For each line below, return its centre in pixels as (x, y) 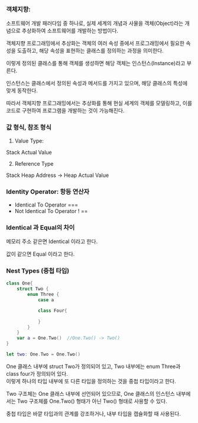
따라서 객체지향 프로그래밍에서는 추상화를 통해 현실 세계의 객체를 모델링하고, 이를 (99, 103)
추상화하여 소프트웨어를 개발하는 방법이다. (70, 31)
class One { (20, 283)
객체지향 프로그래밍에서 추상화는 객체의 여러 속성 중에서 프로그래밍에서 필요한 (95, 43)
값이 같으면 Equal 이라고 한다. (40, 254)
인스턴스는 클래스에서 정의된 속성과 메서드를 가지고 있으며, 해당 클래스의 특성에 (97, 83)
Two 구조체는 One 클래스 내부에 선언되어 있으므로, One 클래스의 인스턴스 (91, 393)
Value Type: (29, 141)
